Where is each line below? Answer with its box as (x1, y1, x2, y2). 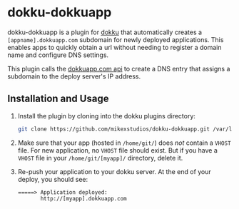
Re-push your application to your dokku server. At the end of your (17, 167, 212, 175)
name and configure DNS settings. (7, 51, 109, 59)
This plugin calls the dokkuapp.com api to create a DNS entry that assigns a (7, 64, 230, 73)
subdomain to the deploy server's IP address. (7, 72, 141, 81)
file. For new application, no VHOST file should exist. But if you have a (17, 146, 218, 154)
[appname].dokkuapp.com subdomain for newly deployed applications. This (7, 35, 224, 44)
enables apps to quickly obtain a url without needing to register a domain (7, 43, 222, 51)
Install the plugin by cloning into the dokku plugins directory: (17, 111, 196, 120)
